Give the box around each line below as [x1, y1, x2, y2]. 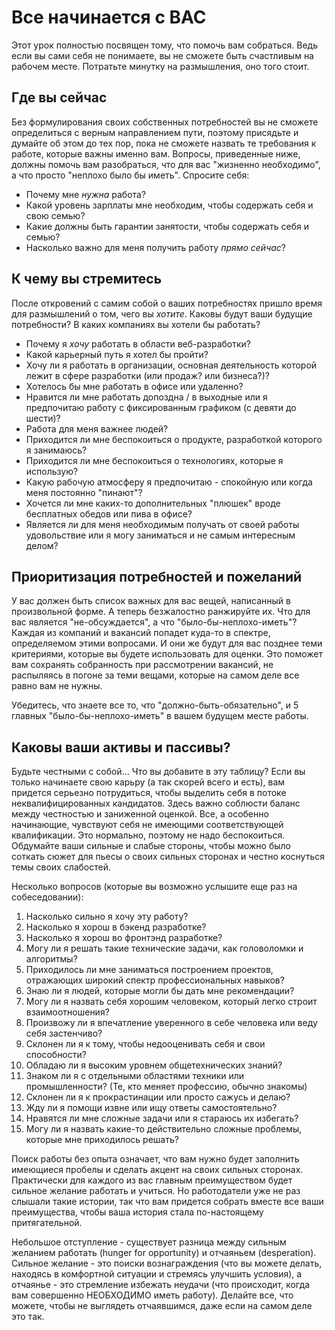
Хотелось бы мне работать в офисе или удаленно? [25, 380, 244, 392]
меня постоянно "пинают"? [25, 486, 143, 498]
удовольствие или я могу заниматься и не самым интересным [25, 529, 296, 541]
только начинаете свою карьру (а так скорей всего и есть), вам [11, 776, 286, 788]
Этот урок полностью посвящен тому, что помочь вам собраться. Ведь [11, 39, 318, 51]
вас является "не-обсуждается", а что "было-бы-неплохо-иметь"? [11, 616, 298, 628]
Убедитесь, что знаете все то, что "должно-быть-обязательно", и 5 [11, 699, 299, 711]
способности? [25, 1049, 87, 1061]
